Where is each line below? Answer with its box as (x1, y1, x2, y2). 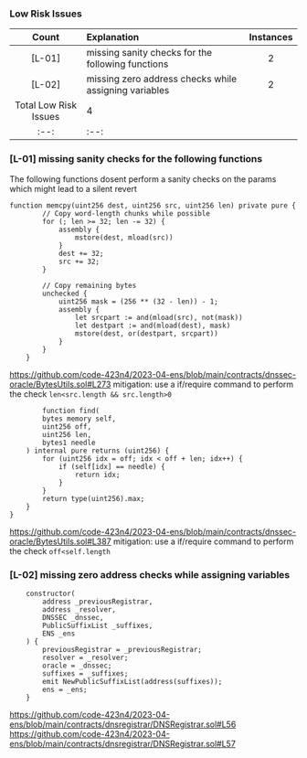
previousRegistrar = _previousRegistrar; (42, 645, 203, 654)
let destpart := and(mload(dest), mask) (74, 321, 231, 330)
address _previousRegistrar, (42, 597, 153, 606)
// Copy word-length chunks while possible (42, 208, 210, 218)
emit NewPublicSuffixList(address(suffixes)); (42, 677, 223, 686)
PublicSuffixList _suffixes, (42, 621, 153, 630)
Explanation (86, 31, 140, 44)
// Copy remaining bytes (42, 281, 137, 290)
